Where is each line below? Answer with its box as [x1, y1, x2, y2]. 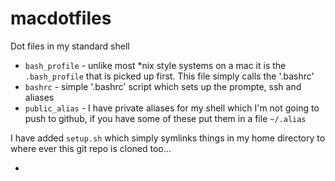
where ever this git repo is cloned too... [10, 142, 172, 154]
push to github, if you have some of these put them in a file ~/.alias [24, 112, 307, 124]
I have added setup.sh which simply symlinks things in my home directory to [10, 132, 326, 144]
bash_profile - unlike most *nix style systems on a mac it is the [24, 59, 287, 71]
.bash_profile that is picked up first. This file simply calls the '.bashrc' [24, 70, 315, 82]
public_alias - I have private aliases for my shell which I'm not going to [24, 102, 320, 114]
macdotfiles [10, 7, 112, 30]
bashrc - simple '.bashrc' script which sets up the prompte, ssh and [24, 80, 302, 92]
